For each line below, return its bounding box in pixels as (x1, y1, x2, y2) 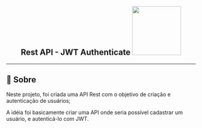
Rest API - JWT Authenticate (20, 47, 131, 58)
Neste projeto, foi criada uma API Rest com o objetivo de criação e (6, 91, 171, 98)
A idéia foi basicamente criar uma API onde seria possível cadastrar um (6, 109, 183, 116)
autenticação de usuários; (6, 97, 71, 104)
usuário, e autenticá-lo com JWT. (6, 115, 89, 122)
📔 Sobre (6, 75, 37, 85)
